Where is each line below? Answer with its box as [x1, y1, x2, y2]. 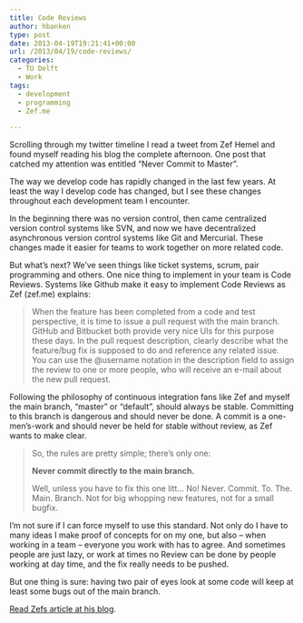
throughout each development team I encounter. [9, 196, 191, 206]
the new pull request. [31, 374, 112, 385]
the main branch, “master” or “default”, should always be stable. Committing [9, 401, 295, 412]
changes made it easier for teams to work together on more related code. [9, 242, 284, 253]
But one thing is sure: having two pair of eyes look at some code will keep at [9, 577, 294, 588]
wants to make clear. [9, 430, 87, 441]
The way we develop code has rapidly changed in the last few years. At [9, 176, 277, 187]
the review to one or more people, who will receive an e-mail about [31, 365, 282, 376]
